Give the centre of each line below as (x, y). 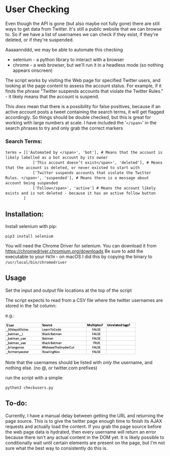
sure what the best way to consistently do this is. (56, 448)
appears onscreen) (33, 70)
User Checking (37, 9)
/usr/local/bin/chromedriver (36, 263)
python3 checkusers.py (29, 388)
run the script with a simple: (34, 377)
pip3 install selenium (29, 236)
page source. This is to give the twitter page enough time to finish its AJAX (84, 421)
